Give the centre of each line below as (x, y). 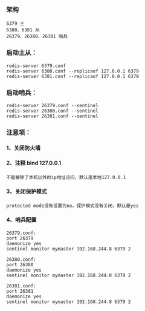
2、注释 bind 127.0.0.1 (34, 163)
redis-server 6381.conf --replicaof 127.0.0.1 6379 (72, 76)
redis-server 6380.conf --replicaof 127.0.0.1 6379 (72, 71)
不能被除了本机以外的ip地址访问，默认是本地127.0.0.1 (66, 177)
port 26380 (20, 265)
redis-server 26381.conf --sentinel (52, 116)
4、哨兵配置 (21, 220)
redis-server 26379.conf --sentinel (52, 105)
